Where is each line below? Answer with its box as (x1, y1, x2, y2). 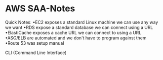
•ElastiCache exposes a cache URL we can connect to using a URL (5, 30, 142, 35)
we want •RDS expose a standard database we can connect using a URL (5, 24, 153, 30)
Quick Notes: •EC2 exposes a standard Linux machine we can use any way (5, 19, 158, 25)
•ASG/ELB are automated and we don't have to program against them (5, 35, 147, 41)
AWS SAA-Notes (5, 3, 75, 14)
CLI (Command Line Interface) (5, 50, 67, 56)
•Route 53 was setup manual (5, 40, 64, 46)
